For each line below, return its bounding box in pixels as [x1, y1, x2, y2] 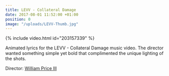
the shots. [5, 56, 26, 62]
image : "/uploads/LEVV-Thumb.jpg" [5, 21, 79, 27]
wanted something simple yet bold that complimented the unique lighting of [5, 50, 164, 56]
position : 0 [5, 17, 31, 22]
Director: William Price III [5, 65, 57, 71]
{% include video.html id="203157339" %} [5, 35, 95, 41]
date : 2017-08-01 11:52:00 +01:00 [5, 12, 79, 17]
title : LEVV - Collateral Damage [5, 7, 76, 13]
